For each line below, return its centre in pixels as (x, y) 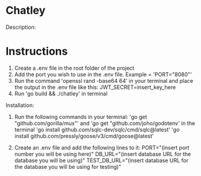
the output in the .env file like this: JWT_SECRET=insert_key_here (95, 87)
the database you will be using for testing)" (68, 166)
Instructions (37, 51)
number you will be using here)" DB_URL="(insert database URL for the (103, 154)
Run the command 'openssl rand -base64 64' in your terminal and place (104, 80)
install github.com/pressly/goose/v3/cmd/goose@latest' (84, 136)
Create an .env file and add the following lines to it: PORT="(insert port (102, 147)
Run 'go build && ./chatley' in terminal (61, 93)
